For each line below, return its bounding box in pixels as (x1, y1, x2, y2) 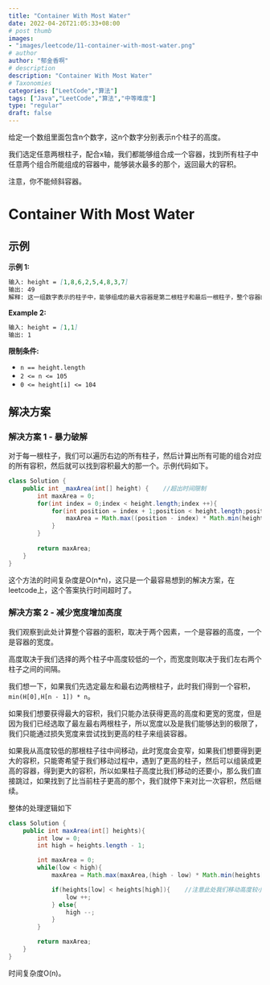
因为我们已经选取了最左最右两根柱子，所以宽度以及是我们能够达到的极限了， (8, 718, 262, 728)
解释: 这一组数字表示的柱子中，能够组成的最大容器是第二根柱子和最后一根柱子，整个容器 (8, 293, 261, 301)
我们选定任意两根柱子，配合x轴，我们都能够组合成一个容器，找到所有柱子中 (8, 150, 259, 159)
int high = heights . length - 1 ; (37, 842, 146, 850)
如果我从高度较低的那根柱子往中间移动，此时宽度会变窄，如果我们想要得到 (8, 746, 255, 755)
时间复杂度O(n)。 (8, 968, 66, 978)
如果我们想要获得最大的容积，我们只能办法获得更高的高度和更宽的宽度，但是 (8, 708, 262, 718)
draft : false (8, 110, 52, 118)
